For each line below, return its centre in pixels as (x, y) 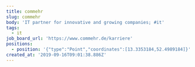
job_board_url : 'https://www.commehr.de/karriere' (70, 38)
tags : (13, 28)
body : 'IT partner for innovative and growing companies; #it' (85, 22)
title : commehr (25, 11)
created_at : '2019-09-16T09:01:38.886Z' (57, 55)
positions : (19, 44)
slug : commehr (24, 17)
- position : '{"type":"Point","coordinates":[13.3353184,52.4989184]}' (101, 50)
